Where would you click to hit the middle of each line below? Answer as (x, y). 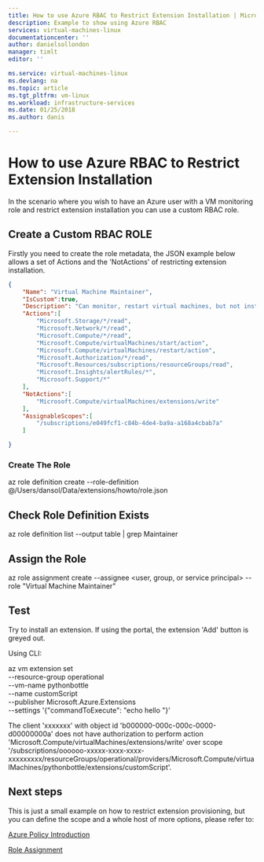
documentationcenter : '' (49, 37)
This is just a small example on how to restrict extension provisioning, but (126, 811)
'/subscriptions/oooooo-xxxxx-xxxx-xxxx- (76, 750)
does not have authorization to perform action (129, 734)
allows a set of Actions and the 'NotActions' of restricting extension (117, 262)
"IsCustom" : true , (51, 299)
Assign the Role (47, 559)
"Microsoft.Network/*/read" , (84, 328)
